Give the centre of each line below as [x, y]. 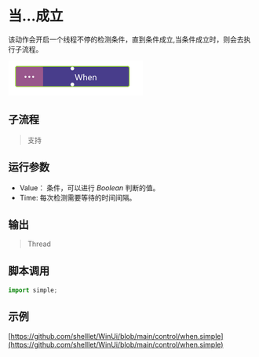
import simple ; [33, 291]
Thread [39, 244]
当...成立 [36, 16]
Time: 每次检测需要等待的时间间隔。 [78, 197]
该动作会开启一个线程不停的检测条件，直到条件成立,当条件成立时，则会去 [126, 39]
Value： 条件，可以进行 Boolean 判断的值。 [89, 188]
